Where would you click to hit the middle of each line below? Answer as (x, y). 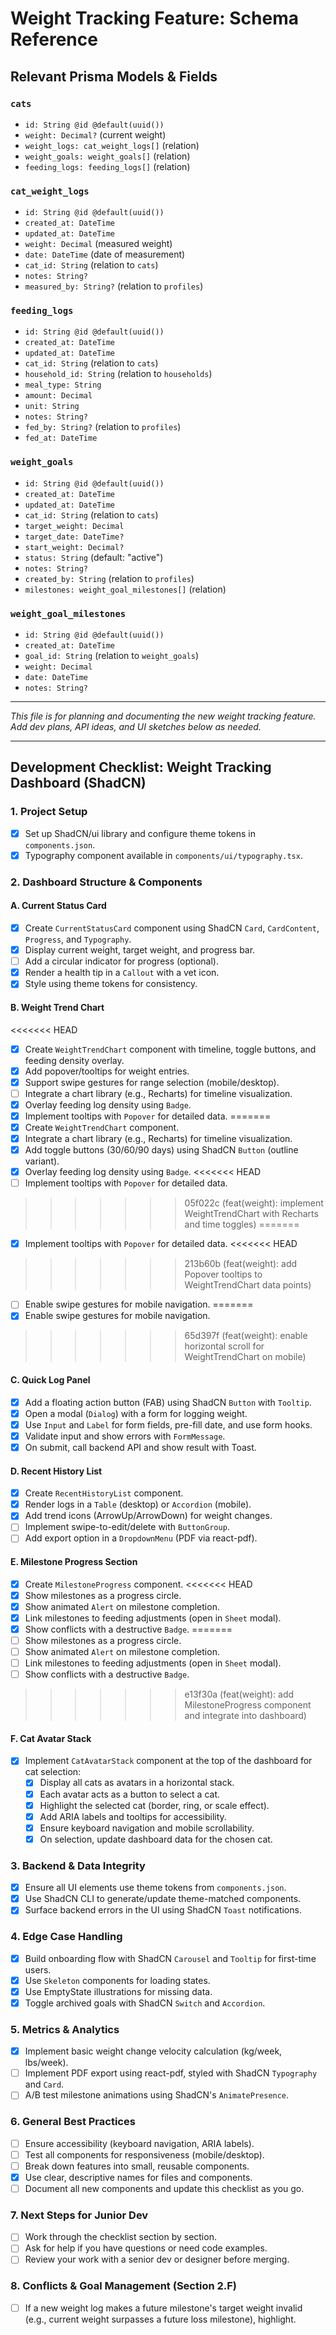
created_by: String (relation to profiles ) (109, 578)
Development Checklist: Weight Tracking (141, 767)
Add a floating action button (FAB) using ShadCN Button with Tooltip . (168, 1402)
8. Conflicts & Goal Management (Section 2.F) (124, 2286)
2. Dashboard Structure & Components (106, 882)
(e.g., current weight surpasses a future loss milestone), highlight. (160, 2319)
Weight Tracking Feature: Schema (155, 18)
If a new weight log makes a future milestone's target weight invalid (163, 2308)
